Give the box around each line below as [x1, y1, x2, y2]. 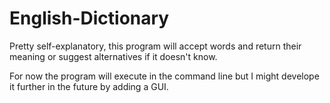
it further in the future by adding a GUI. [9, 80, 169, 92]
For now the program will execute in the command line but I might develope [9, 70, 320, 82]
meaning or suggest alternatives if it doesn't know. [9, 50, 218, 62]
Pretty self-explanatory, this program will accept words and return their [9, 40, 302, 52]
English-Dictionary [9, 7, 170, 30]
